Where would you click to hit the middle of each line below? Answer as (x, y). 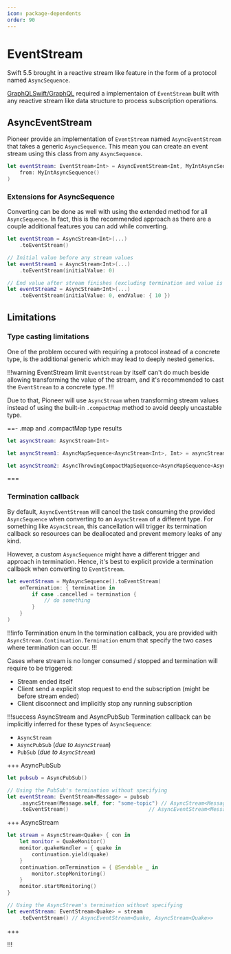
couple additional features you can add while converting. (88, 226)
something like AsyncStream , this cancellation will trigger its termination (107, 526)
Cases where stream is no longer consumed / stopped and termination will (112, 660)
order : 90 (21, 20)
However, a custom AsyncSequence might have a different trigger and (103, 554)
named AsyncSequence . (39, 80)
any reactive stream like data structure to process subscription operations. (113, 101)
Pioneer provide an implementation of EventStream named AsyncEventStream (114, 139)
